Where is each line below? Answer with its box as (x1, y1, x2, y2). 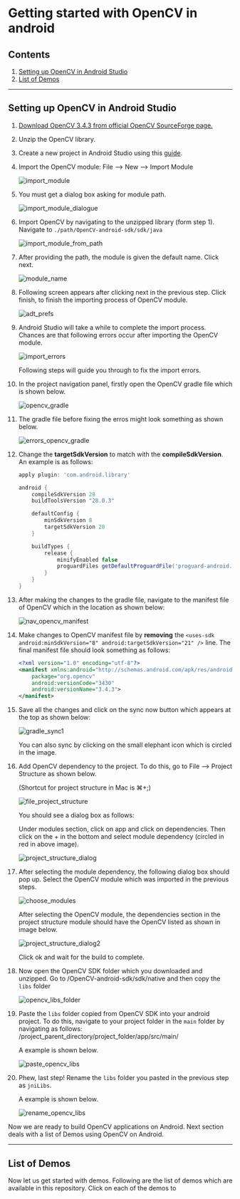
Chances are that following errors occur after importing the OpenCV (18, 330, 219, 339)
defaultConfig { (31, 511, 80, 518)
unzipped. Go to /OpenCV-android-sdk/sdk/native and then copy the (18, 974, 221, 983)
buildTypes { (31, 543, 71, 550)
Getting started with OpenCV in (8, 5, 198, 21)
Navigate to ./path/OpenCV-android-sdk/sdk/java (18, 225, 163, 234)
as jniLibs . (18, 1081, 52, 1090)
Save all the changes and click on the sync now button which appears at (18, 706, 231, 714)
